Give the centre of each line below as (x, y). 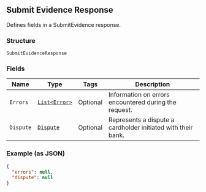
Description (152, 84)
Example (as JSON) (36, 153)
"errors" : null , (32, 172)
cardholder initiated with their (151, 128)
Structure (21, 40)
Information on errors (139, 95)
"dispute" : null (32, 178)
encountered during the (142, 102)
